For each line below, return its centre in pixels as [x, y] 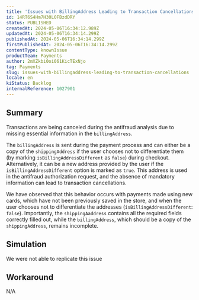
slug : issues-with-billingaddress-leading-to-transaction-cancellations [98, 72]
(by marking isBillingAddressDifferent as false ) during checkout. [88, 157]
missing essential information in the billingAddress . [70, 133]
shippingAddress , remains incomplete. [52, 225]
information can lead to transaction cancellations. [66, 183]
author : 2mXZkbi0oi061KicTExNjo [46, 61]
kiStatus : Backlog [29, 84]
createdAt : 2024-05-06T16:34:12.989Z [53, 28]
